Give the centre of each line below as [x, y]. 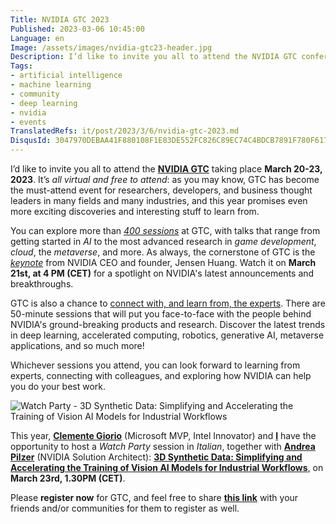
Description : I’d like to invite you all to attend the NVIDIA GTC [154, 57]
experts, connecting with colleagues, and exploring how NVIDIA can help [161, 375]
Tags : [21, 66]
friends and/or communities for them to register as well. [125, 508]
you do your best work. [58, 386]
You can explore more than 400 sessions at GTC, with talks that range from [165, 230]
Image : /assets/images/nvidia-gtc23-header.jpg [111, 47]
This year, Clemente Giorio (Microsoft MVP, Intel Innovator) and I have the [163, 435]
